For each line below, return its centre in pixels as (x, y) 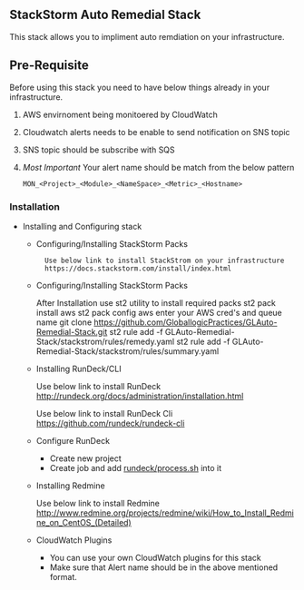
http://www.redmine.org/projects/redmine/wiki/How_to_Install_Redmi (165, 513)
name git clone (64, 322)
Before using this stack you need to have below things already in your (140, 87)
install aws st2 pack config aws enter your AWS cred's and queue (159, 312)
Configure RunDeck (73, 440)
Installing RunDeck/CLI (78, 369)
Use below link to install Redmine (98, 503)
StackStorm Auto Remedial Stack (105, 15)
